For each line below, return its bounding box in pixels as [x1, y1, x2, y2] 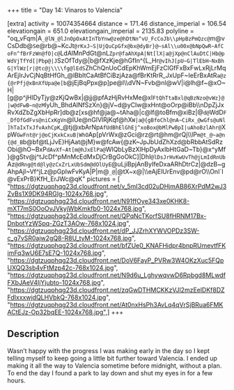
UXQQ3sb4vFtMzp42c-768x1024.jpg [7, 264, 114, 272]
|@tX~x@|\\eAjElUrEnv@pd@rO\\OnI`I [114, 167, 224, 175]
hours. [7, 376, 26, 384]
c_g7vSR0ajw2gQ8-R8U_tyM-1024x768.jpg [7, 234, 132, 242]
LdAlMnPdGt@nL [60, 49, 110, 57]
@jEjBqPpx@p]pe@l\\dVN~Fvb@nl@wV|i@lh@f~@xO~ [66, 79, 226, 86]
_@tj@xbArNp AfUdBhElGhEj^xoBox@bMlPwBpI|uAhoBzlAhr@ [60, 123, 221, 131]
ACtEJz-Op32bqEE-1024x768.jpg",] [7, 308, 110, 316]
